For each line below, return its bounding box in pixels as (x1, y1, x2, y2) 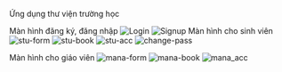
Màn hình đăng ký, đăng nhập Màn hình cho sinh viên (9, 26, 274, 36)
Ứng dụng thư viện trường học (9, 9, 120, 19)
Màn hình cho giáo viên (9, 52, 95, 62)
